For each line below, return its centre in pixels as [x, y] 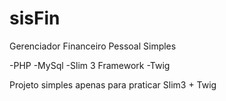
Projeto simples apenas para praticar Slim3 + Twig [113, 84]
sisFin [35, 18]
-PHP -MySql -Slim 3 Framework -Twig [90, 65]
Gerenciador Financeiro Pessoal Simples [93, 46]
